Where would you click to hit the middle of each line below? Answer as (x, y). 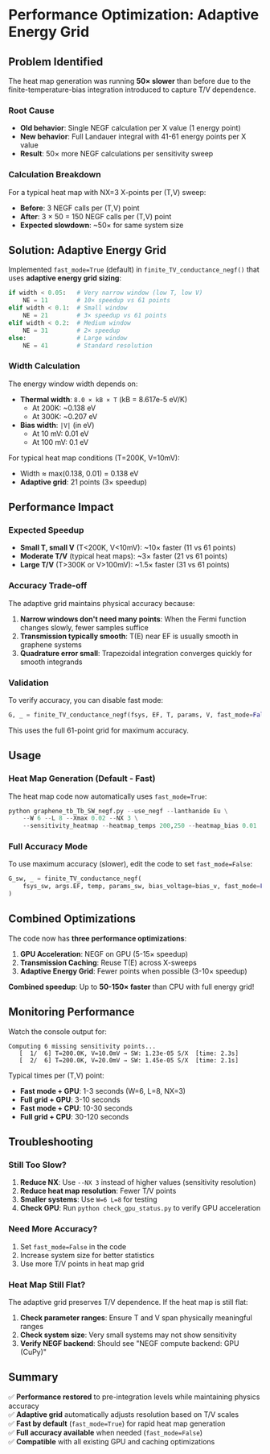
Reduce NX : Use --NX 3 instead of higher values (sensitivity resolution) (138, 1182)
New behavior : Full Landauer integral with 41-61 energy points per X (133, 137)
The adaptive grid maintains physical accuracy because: (102, 603)
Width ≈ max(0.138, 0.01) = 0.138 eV (79, 473)
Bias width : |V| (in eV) (57, 425)
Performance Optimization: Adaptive (134, 15)
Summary (33, 1377)
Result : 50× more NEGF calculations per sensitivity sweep (117, 154)
